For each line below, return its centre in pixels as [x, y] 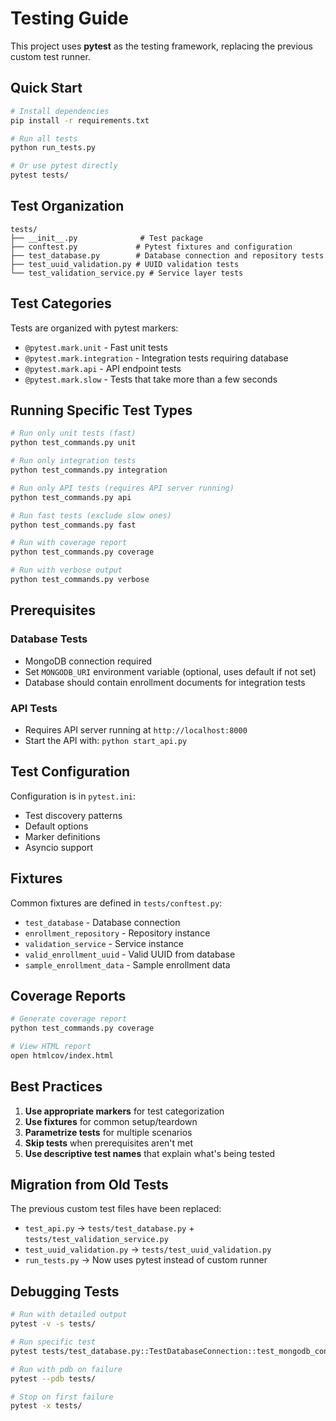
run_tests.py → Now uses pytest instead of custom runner [146, 1260]
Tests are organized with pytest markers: [94, 328]
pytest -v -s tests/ [53, 1324]
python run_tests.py [53, 148]
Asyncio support [58, 847]
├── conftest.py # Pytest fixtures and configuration [151, 247]
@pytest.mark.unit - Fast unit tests [96, 347]
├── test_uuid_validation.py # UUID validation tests [125, 264]
